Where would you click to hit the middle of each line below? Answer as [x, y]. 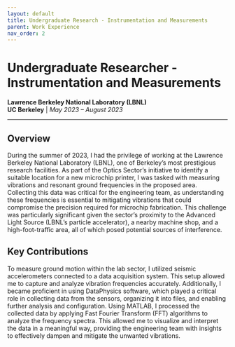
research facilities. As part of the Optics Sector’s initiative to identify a [108, 170]
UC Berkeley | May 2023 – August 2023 [65, 110]
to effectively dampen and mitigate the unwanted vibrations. [94, 335]
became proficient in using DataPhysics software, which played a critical [112, 291]
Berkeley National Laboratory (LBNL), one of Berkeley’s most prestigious [112, 163]
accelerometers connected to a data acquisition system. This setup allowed [116, 276]
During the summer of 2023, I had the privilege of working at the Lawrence [115, 155]
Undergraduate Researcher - [92, 68]
